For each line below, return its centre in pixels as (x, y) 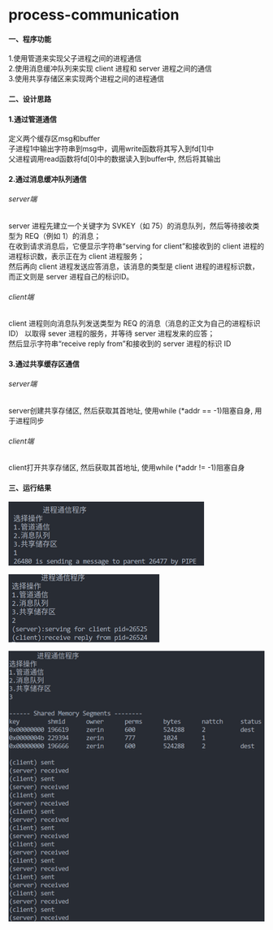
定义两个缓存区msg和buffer (54, 139)
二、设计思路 (30, 98)
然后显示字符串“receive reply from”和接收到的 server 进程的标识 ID (120, 344)
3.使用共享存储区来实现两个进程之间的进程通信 (87, 79)
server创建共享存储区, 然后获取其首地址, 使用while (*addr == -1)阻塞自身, (131, 410)
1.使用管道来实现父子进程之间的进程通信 (75, 58)
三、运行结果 (30, 487)
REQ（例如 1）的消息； (63, 236)
